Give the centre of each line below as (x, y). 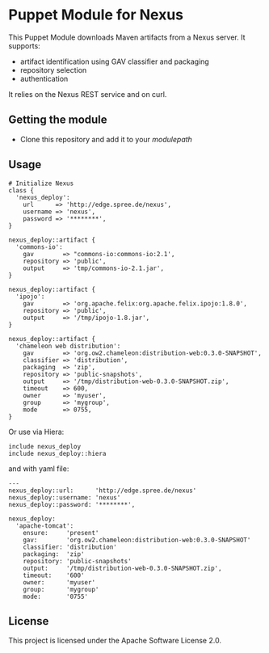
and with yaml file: (39, 468)
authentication (44, 78)
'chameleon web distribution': (68, 346)
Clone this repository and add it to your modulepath (106, 139)
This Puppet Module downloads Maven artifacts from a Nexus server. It (127, 37)
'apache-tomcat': (45, 526)
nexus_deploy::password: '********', (72, 504)
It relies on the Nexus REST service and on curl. (88, 94)
